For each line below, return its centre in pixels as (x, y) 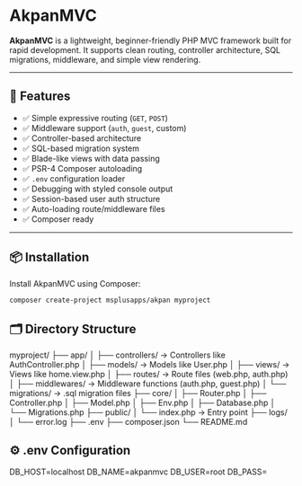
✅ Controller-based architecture (82, 138)
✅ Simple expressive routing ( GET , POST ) (95, 118)
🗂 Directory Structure (73, 329)
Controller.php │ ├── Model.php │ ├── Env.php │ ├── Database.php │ (142, 403)
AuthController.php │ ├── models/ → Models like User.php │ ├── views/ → (150, 365)
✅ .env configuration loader (74, 178)
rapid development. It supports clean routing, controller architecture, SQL (145, 49)
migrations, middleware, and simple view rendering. (105, 59)
